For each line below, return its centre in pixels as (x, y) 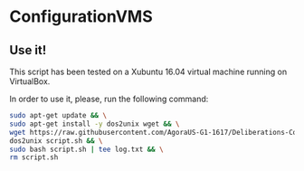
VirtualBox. (30, 81)
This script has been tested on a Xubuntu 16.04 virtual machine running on (148, 71)
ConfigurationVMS (81, 17)
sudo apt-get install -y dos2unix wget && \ (95, 124)
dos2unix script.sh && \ (56, 141)
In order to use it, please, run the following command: (109, 99)
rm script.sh (34, 157)
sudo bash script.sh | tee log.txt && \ (87, 149)
